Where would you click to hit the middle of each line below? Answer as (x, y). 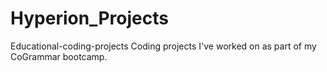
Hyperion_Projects (89, 18)
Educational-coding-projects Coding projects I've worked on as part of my (163, 46)
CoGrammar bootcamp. (59, 56)
